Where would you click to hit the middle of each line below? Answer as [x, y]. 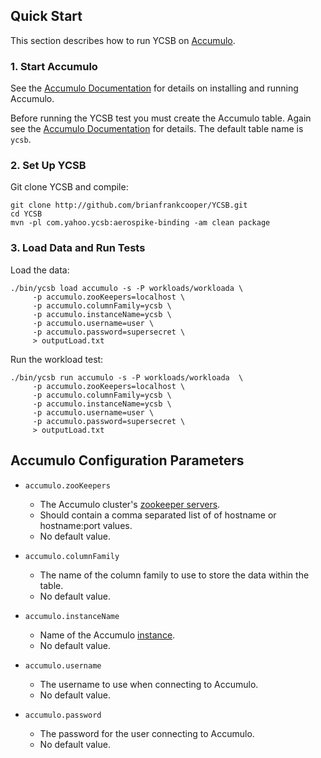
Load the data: [40, 270]
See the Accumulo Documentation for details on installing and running [154, 88]
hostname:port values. [86, 525]
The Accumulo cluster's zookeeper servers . [130, 504]
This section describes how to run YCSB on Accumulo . [123, 40]
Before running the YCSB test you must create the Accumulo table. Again [161, 118]
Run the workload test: [57, 359]
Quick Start [46, 16]
